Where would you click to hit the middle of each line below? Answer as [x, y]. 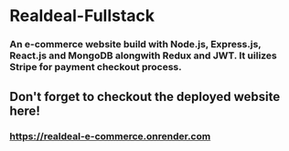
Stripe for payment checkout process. [96, 67]
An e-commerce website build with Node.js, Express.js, [135, 45]
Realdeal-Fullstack [82, 16]
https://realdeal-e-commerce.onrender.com [110, 136]
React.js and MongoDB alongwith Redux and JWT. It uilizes [143, 55]
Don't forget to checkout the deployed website [145, 96]
